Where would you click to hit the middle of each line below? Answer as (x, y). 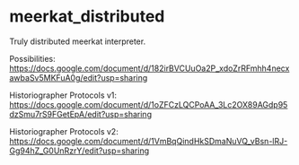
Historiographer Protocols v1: (63, 95)
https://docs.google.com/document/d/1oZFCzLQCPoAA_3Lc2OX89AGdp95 (149, 104)
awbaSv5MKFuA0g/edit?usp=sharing (79, 77)
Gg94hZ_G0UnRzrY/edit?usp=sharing (79, 151)
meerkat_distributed (87, 17)
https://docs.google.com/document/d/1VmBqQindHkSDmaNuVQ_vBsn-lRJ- (149, 141)
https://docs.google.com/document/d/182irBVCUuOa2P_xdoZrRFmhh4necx (149, 68)
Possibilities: (32, 58)
